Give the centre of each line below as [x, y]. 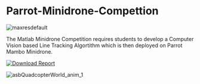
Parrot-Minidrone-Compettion [83, 11]
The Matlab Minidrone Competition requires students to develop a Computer [100, 39]
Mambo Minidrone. [29, 51]
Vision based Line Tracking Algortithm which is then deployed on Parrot [94, 45]
